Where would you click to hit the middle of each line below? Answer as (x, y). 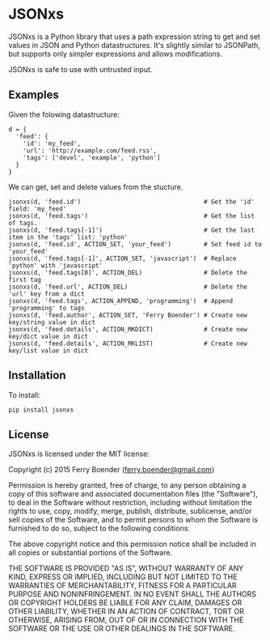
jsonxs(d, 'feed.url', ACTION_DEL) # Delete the (128, 287)
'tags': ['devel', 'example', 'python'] (92, 158)
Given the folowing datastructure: (64, 114)
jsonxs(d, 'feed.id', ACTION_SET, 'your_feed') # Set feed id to (135, 244)
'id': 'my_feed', (52, 143)
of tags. (23, 223)
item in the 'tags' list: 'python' (68, 237)
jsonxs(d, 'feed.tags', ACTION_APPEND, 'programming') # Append (120, 301)
